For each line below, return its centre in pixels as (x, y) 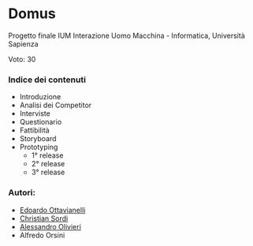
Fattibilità (34, 130)
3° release (48, 172)
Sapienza (23, 43)
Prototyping (39, 147)
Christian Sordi (44, 218)
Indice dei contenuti (47, 80)
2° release (48, 164)
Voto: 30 (22, 59)
